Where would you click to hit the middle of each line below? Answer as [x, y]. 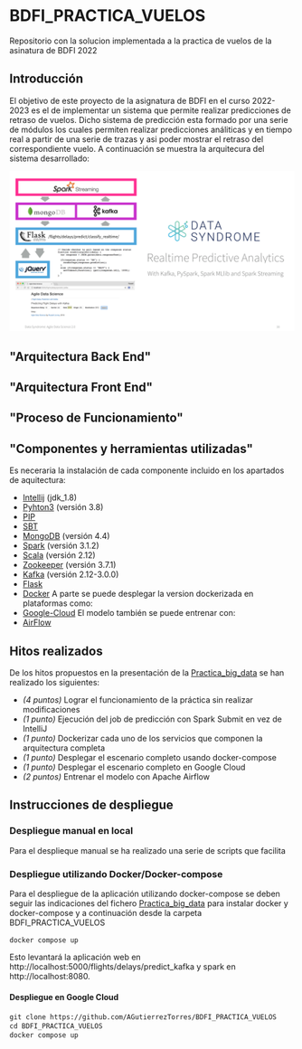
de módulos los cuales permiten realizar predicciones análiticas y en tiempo [151, 129]
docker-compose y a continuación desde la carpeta [106, 913]
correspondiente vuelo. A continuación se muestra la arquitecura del [137, 148]
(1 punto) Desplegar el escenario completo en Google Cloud [134, 767]
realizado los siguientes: [55, 683]
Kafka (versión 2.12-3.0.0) [71, 574]
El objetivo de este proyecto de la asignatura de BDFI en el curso [130, 100]
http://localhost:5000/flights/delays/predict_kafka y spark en [123, 967]
